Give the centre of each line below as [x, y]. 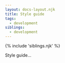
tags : [10, 18]
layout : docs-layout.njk [30, 9]
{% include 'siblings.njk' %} [33, 46]
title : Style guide [25, 14]
